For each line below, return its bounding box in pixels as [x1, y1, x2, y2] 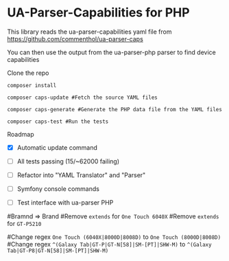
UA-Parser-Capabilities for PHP [7, 5, 190, 21]
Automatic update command [16, 143, 98, 152]
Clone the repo [7, 69, 49, 77]
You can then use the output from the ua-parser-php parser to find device [7, 48, 216, 56]
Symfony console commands [16, 185, 99, 193]
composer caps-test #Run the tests [7, 118, 109, 125]
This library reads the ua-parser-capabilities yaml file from [7, 27, 172, 36]
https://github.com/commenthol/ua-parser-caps [7, 34, 144, 43]
